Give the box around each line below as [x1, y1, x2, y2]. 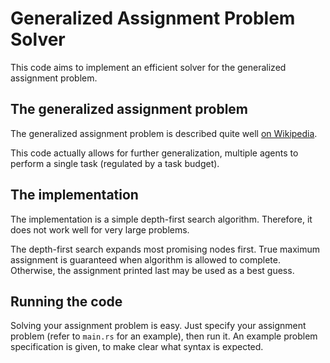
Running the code [10, 293, 123, 310]
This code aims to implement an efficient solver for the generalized [10, 61, 287, 73]
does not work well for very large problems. [10, 223, 190, 236]
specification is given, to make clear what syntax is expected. [10, 341, 264, 353]
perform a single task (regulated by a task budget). [10, 157, 220, 169]
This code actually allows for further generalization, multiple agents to [10, 147, 299, 159]
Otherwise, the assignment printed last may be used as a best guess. [10, 264, 295, 276]
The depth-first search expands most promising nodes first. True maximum [10, 243, 320, 255]
